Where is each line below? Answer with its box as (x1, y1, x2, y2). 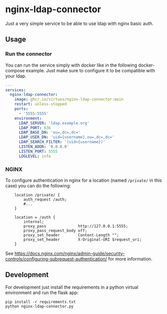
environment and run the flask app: (5, 289, 79, 296)
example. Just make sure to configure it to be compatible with (26, 67, 155, 73)
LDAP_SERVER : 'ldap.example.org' (18, 121, 90, 126)
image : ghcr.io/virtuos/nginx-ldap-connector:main (14, 97, 124, 102)
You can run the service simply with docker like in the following (5, 62, 138, 68)
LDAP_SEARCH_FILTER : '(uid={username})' (18, 139, 106, 145)
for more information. (108, 255, 153, 262)
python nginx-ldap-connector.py (5, 304, 74, 309)
